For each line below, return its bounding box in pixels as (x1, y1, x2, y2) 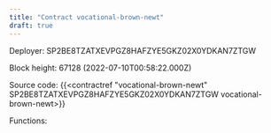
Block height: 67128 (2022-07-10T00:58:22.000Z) (9, 63, 192, 73)
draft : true (9, 21, 53, 30)
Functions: (9, 115, 48, 126)
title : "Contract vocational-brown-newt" (9, 12, 165, 22)
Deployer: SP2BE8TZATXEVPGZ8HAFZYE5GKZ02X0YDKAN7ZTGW (9, 45, 257, 55)
